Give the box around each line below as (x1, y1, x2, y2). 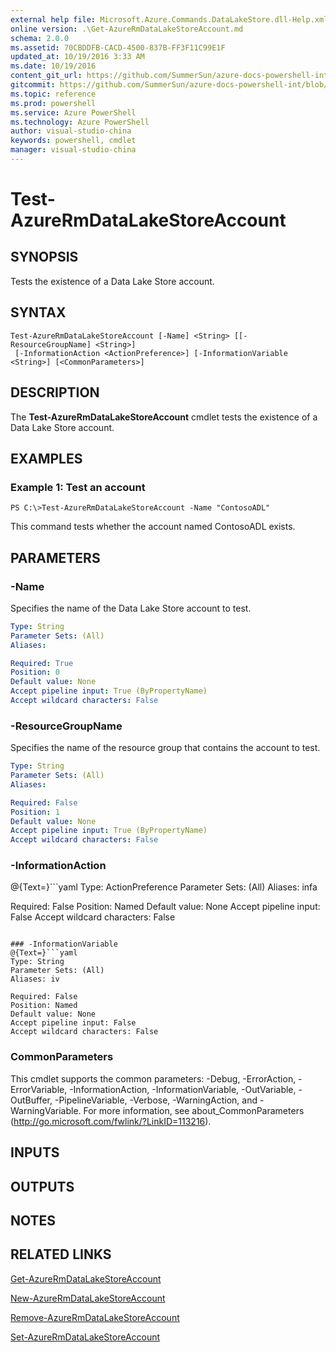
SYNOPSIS (10, 249, 79, 266)
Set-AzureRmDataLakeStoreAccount (10, 1331, 161, 1343)
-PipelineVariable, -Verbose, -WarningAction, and (54, 1094, 258, 1106)
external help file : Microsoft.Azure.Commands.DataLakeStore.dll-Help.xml (10, 14, 329, 25)
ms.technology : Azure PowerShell (10, 117, 150, 127)
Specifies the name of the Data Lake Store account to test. (10, 602, 252, 614)
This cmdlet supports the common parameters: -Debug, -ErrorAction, (10, 1072, 297, 1085)
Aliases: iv (10, 974, 60, 985)
